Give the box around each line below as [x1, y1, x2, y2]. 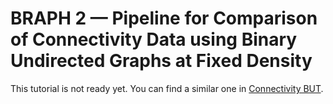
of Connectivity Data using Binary [10, 28, 298, 51]
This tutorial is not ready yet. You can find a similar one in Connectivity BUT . [10, 82, 324, 94]
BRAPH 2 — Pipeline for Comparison [10, 7, 318, 30]
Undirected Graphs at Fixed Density [10, 50, 313, 72]
